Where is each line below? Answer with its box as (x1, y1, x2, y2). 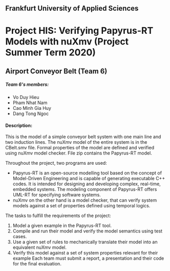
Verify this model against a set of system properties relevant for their (12, 250, 158, 256)
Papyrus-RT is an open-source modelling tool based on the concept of (12, 170, 162, 176)
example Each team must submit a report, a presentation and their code (12, 255, 164, 261)
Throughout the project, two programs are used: (5, 160, 108, 166)
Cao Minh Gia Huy (12, 105, 51, 111)
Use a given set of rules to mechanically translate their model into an (12, 239, 158, 245)
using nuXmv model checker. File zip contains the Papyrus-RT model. (5, 150, 152, 156)
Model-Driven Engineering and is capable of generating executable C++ (12, 176, 165, 182)
